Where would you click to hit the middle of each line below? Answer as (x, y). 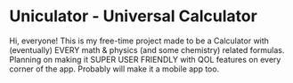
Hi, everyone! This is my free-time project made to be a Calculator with (139, 41)
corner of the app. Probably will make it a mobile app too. (114, 69)
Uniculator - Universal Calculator (134, 16)
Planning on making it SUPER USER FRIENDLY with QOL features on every (145, 59)
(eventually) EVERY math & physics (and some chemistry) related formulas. (147, 49)
